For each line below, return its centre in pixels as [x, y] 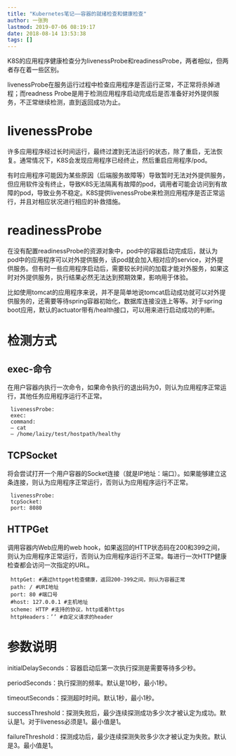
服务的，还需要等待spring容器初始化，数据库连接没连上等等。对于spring [118, 301]
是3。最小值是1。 [32, 745]
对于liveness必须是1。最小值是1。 [76, 722]
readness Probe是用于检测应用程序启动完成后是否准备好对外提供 [119, 94]
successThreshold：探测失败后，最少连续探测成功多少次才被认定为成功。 [114, 712]
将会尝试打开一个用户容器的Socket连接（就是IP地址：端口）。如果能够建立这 [117, 473]
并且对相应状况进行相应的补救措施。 [72, 202]
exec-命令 [29, 369]
